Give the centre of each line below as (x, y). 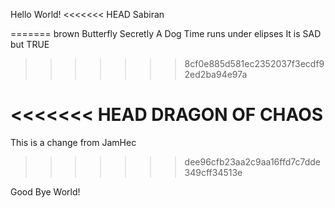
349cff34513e (213, 172)
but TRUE (30, 44)
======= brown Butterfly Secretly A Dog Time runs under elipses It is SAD (166, 33)
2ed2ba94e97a (216, 74)
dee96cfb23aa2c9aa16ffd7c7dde (252, 161)
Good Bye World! (45, 191)
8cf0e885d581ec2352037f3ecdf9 (254, 63)
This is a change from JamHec (73, 142)
